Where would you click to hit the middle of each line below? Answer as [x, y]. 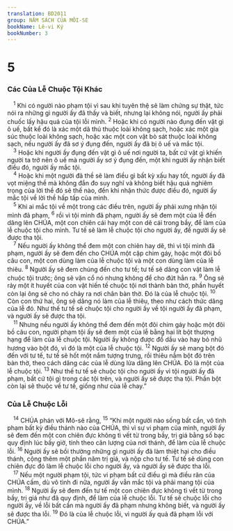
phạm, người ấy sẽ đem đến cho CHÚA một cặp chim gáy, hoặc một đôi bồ [114, 253]
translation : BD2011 [37, 14]
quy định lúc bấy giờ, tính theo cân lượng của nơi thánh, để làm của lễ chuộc [116, 442]
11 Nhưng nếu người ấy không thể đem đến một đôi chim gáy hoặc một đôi [119, 324]
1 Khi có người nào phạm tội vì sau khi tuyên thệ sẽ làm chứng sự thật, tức [119, 105]
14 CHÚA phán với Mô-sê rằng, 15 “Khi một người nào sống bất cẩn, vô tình [120, 420]
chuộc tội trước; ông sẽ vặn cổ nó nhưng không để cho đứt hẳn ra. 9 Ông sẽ [116, 277]
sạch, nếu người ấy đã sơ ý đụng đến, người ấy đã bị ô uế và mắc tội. [105, 144]
